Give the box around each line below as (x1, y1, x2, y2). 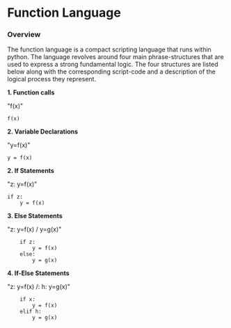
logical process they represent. (7, 75, 96, 83)
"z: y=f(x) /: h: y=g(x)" (7, 283, 71, 291)
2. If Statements (7, 167, 54, 175)
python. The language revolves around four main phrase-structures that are (7, 53, 224, 61)
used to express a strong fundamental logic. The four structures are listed (7, 60, 218, 69)
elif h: (19, 308, 42, 315)
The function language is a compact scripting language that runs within (7, 45, 212, 54)
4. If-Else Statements (7, 269, 70, 277)
